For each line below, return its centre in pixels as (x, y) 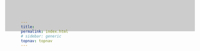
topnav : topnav (37, 41)
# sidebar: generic (41, 36)
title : (28, 27)
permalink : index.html (44, 31)
